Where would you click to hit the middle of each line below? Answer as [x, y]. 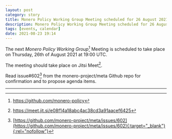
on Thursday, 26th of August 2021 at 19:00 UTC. [56, 54]
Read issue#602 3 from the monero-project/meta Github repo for [73, 75]
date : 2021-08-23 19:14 [31, 34]
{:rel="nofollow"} [30, 131]
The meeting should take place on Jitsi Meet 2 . [54, 65]
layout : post [19, 10]
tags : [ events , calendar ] [33, 29]
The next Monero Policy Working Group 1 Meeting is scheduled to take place [85, 49]
